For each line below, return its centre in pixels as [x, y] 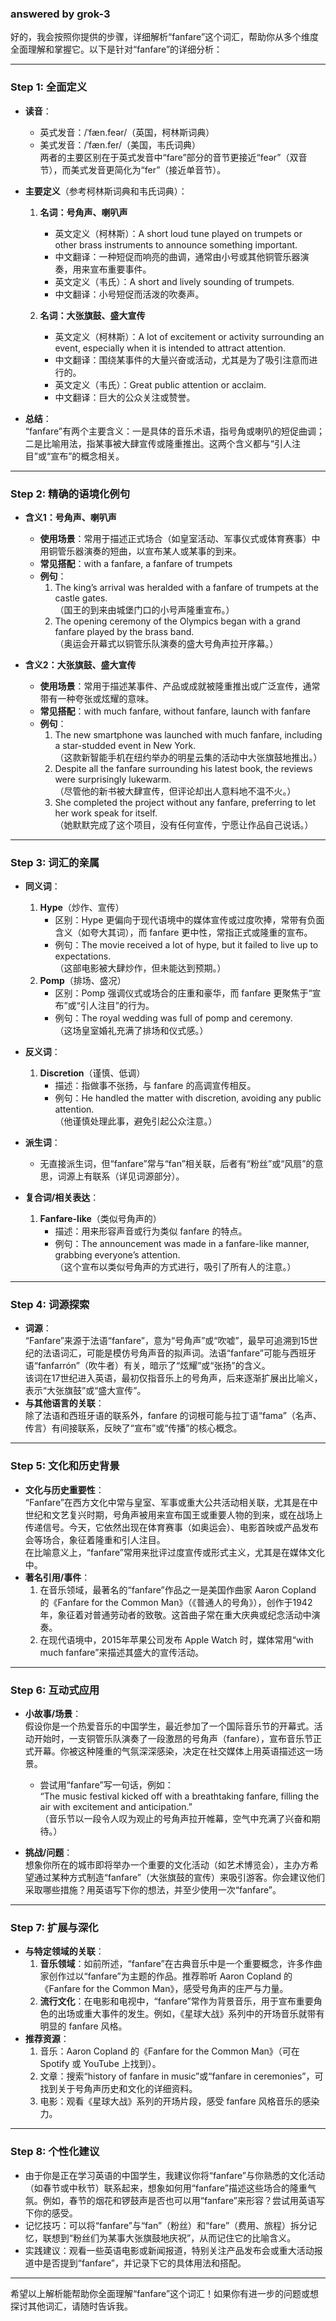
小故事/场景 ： [53, 1714]
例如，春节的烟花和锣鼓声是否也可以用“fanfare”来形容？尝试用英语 [179, 2200]
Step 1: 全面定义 [49, 87]
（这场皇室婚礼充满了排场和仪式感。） [131, 1031]
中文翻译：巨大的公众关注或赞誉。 [125, 397]
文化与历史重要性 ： [64, 1489]
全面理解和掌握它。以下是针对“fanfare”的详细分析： [116, 49]
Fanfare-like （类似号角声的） [100, 1219]
